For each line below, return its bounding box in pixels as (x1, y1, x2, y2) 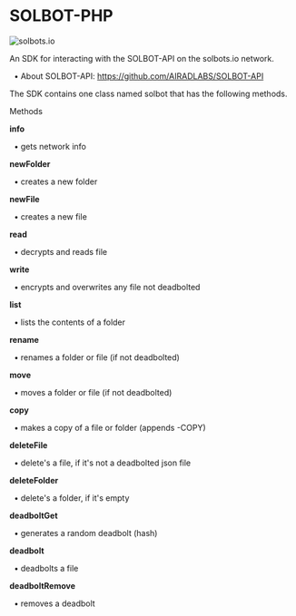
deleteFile (9, 439, 48, 450)
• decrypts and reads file (13, 246, 107, 257)
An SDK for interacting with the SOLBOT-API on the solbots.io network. (9, 53, 275, 64)
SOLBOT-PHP (9, 5, 113, 26)
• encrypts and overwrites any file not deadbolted (13, 281, 201, 292)
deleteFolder (9, 474, 59, 485)
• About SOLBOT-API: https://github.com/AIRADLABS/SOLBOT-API (13, 70, 264, 82)
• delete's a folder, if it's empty (13, 492, 130, 504)
